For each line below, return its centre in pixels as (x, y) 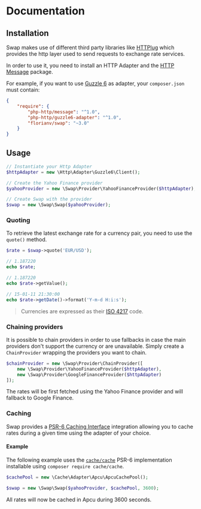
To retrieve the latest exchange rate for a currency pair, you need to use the (99, 233)
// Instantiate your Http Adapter (49, 166)
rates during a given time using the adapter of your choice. (79, 433)
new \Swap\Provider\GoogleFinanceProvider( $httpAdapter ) (89, 375)
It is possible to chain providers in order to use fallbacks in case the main (96, 340)
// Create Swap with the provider (49, 199)
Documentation (46, 11)
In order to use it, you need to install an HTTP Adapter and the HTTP (90, 65)
